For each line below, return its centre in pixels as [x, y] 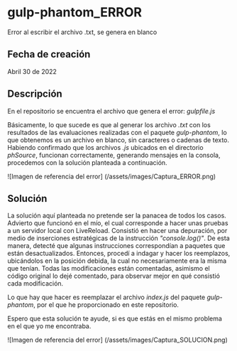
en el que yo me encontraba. [49, 326]
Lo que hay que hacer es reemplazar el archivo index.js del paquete [106, 297]
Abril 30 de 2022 [32, 71]
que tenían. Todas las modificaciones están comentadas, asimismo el [109, 269]
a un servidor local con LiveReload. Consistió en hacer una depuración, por [117, 231]
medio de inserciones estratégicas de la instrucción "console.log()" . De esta [119, 238]
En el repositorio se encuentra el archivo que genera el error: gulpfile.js [111, 111]
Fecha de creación [49, 54]
